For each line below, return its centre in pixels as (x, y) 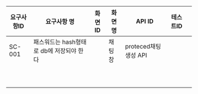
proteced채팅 (143, 46)
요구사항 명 (60, 22)
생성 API (136, 55)
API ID (145, 21)
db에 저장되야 (58, 51)
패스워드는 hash (55, 42)
